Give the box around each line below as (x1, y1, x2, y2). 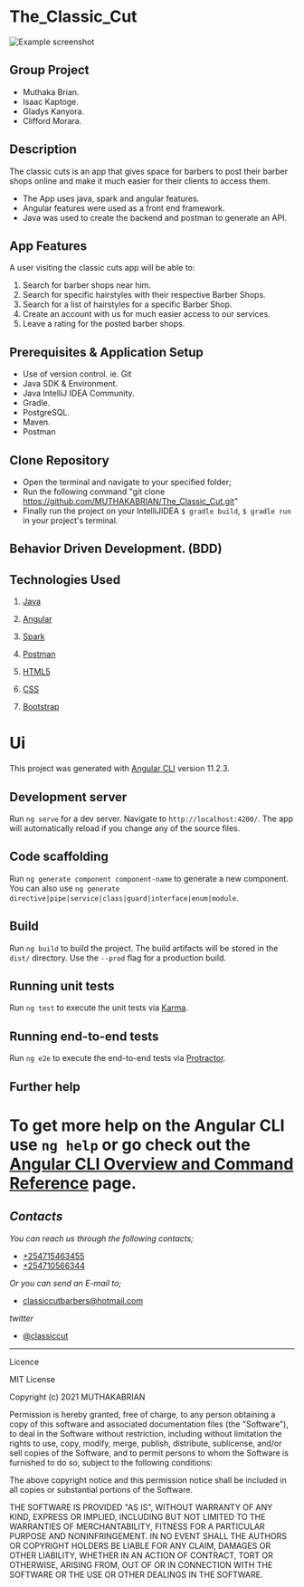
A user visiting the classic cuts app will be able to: (9, 263, 195, 273)
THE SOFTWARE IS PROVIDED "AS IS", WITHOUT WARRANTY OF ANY (9, 1501, 273, 1513)
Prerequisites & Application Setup (9, 344, 204, 359)
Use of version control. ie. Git (22, 368, 132, 379)
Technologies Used (9, 572, 120, 588)
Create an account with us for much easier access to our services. (22, 309, 271, 320)
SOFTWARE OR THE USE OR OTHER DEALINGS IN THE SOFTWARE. (9, 1569, 263, 1580)
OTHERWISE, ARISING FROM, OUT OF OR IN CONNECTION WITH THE (9, 1559, 273, 1570)
